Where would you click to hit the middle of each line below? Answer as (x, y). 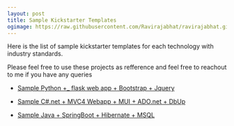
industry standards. (35, 54)
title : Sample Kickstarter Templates (62, 20)
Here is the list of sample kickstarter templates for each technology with (110, 47)
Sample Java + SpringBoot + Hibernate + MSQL (86, 115)
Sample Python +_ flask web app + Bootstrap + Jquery (96, 88)
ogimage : (20, 26)
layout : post (26, 14)
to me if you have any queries (50, 74)
